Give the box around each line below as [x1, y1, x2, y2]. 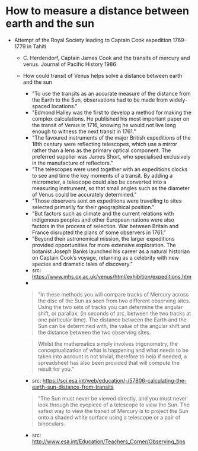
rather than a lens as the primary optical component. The [31, 147, 171, 154]
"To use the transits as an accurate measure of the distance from [31, 90, 191, 97]
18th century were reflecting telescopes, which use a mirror [31, 140, 178, 147]
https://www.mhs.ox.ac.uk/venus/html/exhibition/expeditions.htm [31, 273, 192, 280]
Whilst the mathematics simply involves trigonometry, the [37, 340, 178, 347]
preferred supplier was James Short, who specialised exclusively [31, 153, 191, 160]
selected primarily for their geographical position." [31, 203, 155, 210]
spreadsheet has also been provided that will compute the [37, 359, 180, 366]
